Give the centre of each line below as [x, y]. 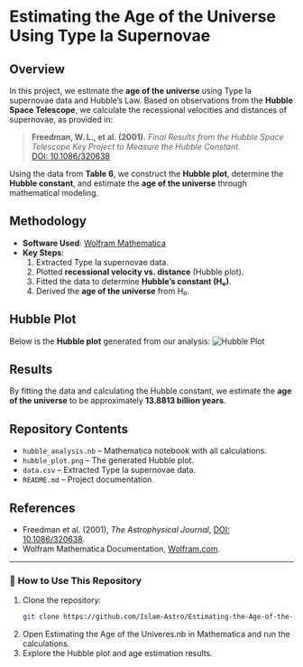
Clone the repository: [62, 600]
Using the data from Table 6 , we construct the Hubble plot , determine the [147, 174]
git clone [41, 617]
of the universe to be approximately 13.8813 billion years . [118, 401]
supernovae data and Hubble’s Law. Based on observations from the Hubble [151, 100]
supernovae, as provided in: [61, 120]
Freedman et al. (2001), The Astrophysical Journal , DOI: [126, 530]
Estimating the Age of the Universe [143, 17]
